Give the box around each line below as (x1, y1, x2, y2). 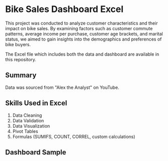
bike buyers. (5, 41, 31, 47)
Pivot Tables (12, 128, 39, 134)
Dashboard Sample (5, 148, 66, 156)
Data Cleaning (12, 112, 42, 118)
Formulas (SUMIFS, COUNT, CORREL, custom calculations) (12, 133, 136, 139)
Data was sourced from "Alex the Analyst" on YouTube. (5, 84, 120, 90)
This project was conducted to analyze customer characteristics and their (5, 20, 158, 26)
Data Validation (12, 117, 44, 123)
